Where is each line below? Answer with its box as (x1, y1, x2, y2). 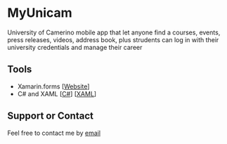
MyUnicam (7, 5, 72, 21)
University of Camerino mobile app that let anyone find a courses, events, (7, 28, 221, 37)
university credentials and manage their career (7, 43, 143, 51)
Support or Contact (7, 110, 93, 122)
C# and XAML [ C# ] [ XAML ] (17, 89, 97, 98)
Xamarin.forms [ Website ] (17, 82, 90, 91)
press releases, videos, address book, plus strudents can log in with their (7, 35, 219, 44)
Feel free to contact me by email (7, 129, 100, 137)
